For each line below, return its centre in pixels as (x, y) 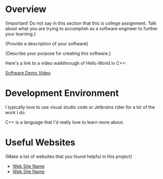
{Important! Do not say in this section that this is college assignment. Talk (81, 23)
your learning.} (21, 34)
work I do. (16, 112)
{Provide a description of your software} (47, 43)
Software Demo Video (28, 73)
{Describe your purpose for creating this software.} (58, 53)
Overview (26, 9)
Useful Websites (40, 143)
